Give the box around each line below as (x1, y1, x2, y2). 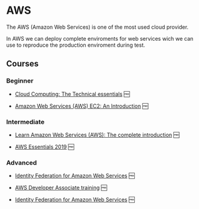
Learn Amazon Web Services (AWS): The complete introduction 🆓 (14, 131, 180, 138)
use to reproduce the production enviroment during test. (6, 41, 146, 49)
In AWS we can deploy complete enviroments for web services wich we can (6, 35, 194, 42)
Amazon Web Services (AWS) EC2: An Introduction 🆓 (14, 102, 149, 110)
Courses (6, 59, 39, 69)
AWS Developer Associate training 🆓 (14, 184, 107, 192)
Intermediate (6, 117, 45, 126)
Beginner (6, 77, 34, 85)
